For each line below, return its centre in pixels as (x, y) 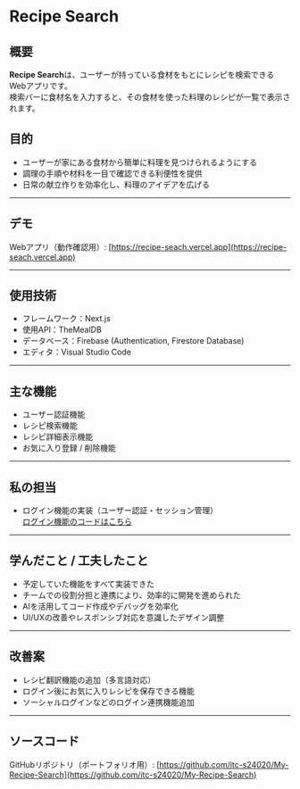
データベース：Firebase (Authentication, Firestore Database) (133, 341)
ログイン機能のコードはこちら (77, 522)
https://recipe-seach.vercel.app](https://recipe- (199, 246)
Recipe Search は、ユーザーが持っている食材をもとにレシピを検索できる (142, 75)
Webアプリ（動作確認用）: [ (60, 246)
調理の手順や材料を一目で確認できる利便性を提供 (112, 173)
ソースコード (44, 741)
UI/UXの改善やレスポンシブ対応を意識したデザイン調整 (123, 617)
